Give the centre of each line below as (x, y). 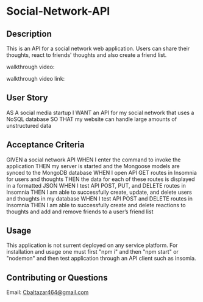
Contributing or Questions (57, 277)
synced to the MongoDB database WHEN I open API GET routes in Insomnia (101, 172)
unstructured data (29, 125)
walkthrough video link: (36, 79)
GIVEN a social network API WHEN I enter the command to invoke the (94, 160)
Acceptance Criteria (45, 145)
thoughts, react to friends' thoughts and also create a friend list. (87, 55)
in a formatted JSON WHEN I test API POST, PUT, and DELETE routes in (96, 185)
